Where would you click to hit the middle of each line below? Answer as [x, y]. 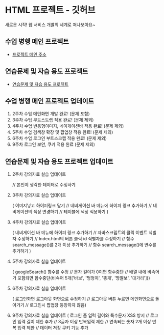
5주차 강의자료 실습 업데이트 [39, 261]
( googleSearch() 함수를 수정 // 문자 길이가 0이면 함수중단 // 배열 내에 [79, 272]
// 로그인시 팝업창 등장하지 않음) [56, 305]
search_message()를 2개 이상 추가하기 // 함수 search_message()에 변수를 [84, 245]
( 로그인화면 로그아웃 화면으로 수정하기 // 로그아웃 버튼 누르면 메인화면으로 [83, 299]
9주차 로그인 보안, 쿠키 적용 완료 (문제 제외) [54, 144]
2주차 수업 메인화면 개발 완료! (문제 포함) [51, 114]
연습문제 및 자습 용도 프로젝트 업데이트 [59, 161]
